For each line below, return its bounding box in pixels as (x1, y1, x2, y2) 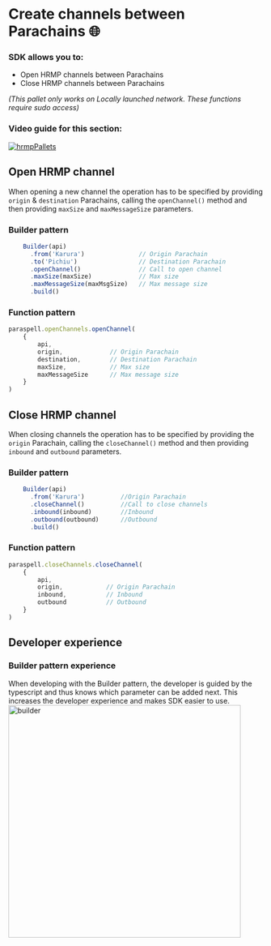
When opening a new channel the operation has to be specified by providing (8, 186, 263, 196)
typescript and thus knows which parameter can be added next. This (8, 687, 239, 697)
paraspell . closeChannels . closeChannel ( (8, 560, 143, 568)
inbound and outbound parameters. (8, 447, 122, 456)
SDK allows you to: (8, 52, 84, 63)
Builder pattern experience (8, 660, 116, 671)
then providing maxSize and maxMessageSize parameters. (8, 203, 194, 213)
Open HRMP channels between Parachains (19, 70, 164, 79)
